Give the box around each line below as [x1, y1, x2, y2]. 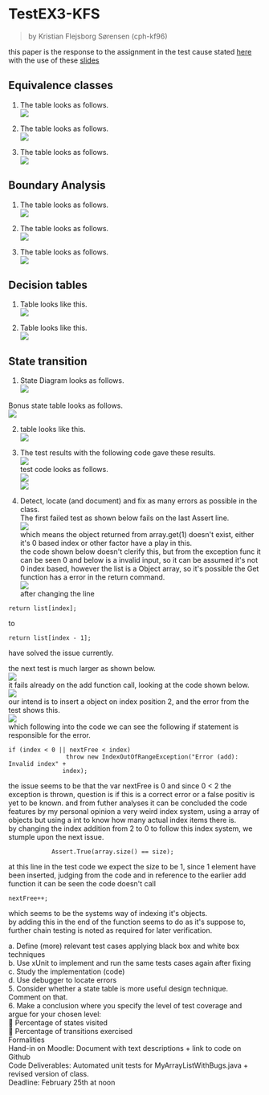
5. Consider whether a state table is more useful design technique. [8, 984, 229, 994]
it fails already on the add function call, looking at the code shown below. [8, 680, 250, 690]
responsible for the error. [8, 731, 91, 740]
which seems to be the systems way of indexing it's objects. [8, 909, 208, 918]
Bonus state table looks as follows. [8, 401, 123, 410]
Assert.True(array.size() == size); [51, 848, 174, 856]
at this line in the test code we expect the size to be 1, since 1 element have [8, 862, 257, 872]
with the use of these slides [8, 55, 100, 65]
